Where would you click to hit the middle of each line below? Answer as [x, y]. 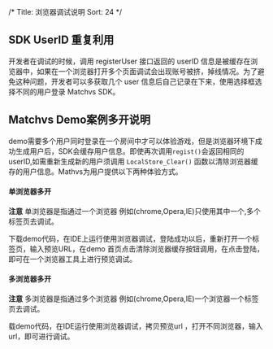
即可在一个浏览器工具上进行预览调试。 [72, 259]
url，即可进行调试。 [41, 337]
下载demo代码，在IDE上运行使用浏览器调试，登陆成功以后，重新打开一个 [130, 238]
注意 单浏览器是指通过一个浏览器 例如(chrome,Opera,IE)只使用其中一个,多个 [135, 211]
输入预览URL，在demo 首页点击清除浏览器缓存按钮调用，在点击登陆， [147, 249]
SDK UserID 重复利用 [61, 40]
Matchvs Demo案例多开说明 [80, 120]
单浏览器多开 [30, 192]
